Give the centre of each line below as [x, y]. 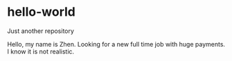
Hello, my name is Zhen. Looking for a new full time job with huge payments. [116, 44]
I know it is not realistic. [41, 51]
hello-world [42, 12]
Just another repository [41, 31]
